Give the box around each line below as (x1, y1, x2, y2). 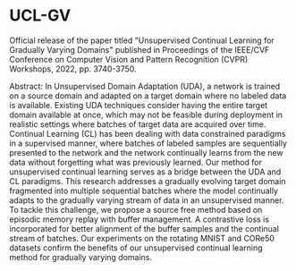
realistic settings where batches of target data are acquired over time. (9, 118, 266, 130)
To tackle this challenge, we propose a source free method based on (9, 204, 263, 215)
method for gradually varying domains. (9, 251, 153, 262)
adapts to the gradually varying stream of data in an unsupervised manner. (9, 194, 284, 206)
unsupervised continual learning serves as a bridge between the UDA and (9, 166, 282, 177)
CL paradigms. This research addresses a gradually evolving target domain (9, 175, 286, 186)
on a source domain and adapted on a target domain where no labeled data (9, 90, 287, 101)
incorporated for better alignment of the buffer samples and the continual (9, 223, 280, 233)
